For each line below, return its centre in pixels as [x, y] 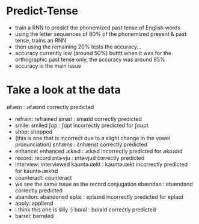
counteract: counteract [43, 177]
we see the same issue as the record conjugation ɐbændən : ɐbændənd [104, 184]
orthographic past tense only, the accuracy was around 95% [90, 59]
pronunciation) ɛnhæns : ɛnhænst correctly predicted [81, 144]
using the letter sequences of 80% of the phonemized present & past [101, 34]
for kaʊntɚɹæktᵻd [36, 171]
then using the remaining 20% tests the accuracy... [78, 47]
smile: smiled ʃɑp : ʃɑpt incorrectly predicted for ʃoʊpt [81, 125]
